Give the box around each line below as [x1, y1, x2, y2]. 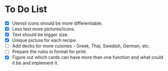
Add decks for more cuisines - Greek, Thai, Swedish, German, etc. [12, 43, 150, 49]
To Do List [5, 4, 47, 15]
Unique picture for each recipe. [12, 37, 77, 43]
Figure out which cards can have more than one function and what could [12, 54, 163, 60]
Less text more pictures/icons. [12, 26, 76, 32]
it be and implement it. [12, 60, 59, 66]
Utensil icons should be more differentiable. [12, 20, 103, 26]
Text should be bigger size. [12, 32, 69, 38]
